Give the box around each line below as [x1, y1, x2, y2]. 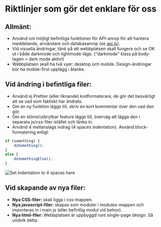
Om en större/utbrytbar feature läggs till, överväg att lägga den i [12, 114, 140, 120]
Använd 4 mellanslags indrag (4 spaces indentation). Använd [12, 124, 134, 130]
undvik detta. [12, 217, 39, 223]
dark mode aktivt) [29, 56, 64, 61]
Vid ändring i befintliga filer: [5, 80, 92, 89]
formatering [12, 129, 36, 135]
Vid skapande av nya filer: [5, 184, 86, 192]
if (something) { [5, 138, 40, 143]
